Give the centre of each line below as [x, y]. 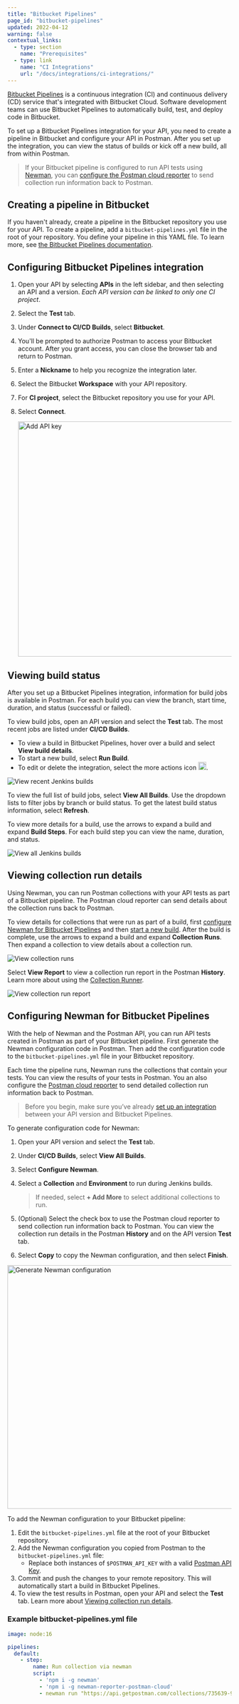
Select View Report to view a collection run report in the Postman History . [116, 972]
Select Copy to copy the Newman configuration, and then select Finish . [123, 1255]
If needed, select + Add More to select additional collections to [128, 1197]
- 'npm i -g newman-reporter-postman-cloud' [106, 1687]
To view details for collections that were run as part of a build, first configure [119, 922]
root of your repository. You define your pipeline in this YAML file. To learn [116, 237]
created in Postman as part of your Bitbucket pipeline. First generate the [113, 1041]
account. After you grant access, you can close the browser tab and [117, 349]
